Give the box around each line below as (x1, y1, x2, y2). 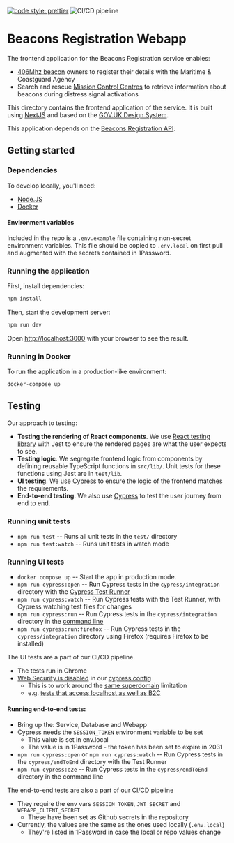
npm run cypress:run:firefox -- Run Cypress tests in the (17, 625, 181, 633)
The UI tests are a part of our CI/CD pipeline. (7, 653, 136, 662)
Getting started (7, 144, 75, 156)
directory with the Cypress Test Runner (17, 588, 130, 596)
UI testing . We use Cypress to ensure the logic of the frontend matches (17, 477, 223, 485)
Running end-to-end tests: (7, 705, 86, 713)
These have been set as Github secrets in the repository (27, 813, 189, 821)
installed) (17, 639, 44, 648)
